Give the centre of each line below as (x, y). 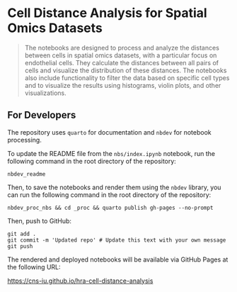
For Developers (42, 115)
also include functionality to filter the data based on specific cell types (127, 78)
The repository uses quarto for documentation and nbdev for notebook (110, 132)
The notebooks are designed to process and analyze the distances (122, 47)
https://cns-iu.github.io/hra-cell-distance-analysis (80, 281)
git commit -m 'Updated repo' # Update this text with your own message (117, 240)
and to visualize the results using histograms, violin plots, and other (123, 85)
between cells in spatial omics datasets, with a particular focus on (121, 55)
